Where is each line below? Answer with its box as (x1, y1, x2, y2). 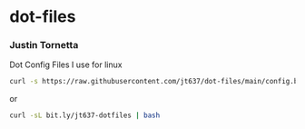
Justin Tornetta (9, 39, 79, 52)
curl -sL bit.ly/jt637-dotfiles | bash (9, 111, 161, 120)
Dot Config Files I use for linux (9, 59, 123, 70)
